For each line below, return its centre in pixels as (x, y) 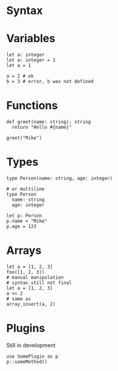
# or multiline (26, 189)
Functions (32, 106)
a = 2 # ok (20, 76)
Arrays (24, 250)
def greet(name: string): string (49, 122)
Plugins (26, 329)
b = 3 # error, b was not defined (50, 82)
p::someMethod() (27, 362)
